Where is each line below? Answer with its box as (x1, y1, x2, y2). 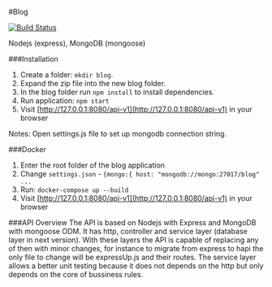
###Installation (8, 54, 58, 63)
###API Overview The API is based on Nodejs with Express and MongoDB (8, 218, 257, 227)
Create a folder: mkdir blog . (19, 70, 114, 80)
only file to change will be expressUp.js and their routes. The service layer (8, 252, 257, 262)
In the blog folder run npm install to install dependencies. (19, 87, 215, 97)
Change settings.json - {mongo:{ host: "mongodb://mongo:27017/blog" (19, 169, 260, 178)
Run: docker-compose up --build (19, 185, 129, 194)
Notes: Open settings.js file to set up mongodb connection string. (8, 129, 227, 138)
